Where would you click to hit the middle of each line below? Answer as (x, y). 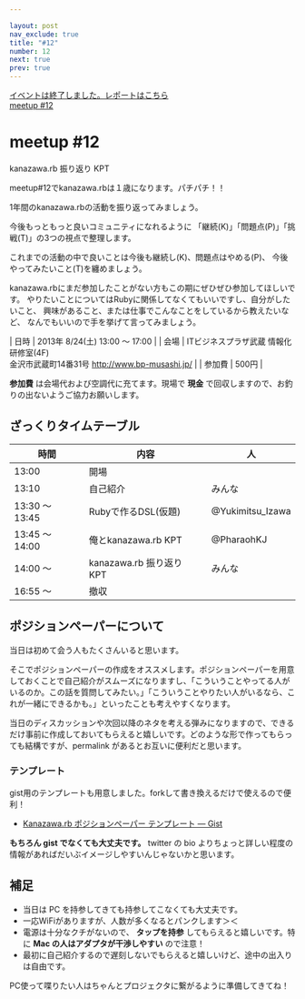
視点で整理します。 (100, 237)
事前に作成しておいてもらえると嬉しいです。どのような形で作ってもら (155, 734)
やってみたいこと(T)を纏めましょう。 (78, 268)
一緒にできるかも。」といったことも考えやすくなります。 (130, 703)
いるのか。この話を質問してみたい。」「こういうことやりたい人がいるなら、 (148, 691)
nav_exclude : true (44, 34)
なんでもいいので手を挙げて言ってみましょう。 (114, 322)
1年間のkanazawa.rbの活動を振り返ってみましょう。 (106, 207)
